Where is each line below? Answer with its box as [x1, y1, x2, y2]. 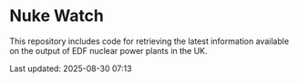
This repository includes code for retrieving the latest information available [9, 36, 290, 47]
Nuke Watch [9, 5, 105, 26]
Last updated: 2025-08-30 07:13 [9, 63, 132, 74]
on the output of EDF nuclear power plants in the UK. [9, 45, 208, 56]
